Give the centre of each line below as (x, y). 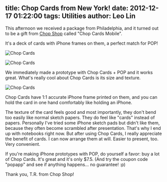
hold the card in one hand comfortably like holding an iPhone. (69, 102)
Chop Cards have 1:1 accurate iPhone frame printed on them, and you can (81, 97)
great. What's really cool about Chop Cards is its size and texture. (73, 78)
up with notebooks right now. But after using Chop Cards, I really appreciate (83, 133)
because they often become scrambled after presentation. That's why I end (83, 128)
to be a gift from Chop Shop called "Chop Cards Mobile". (64, 33)
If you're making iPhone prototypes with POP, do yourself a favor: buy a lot (82, 154)
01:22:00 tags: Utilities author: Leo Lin (74, 16)
